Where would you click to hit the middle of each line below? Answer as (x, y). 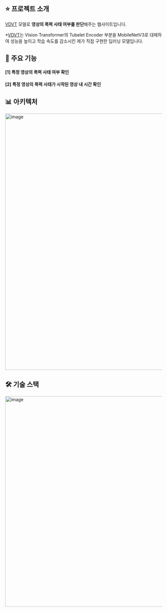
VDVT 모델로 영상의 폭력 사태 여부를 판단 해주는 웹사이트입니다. (66, 24)
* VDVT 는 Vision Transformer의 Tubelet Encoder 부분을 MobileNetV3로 (77, 35)
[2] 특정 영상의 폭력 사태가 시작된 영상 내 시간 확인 (53, 85)
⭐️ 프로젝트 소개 (27, 9)
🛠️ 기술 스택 (22, 384)
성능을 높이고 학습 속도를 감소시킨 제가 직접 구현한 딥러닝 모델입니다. (77, 41)
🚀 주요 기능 (21, 58)
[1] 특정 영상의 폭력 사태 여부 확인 (37, 72)
